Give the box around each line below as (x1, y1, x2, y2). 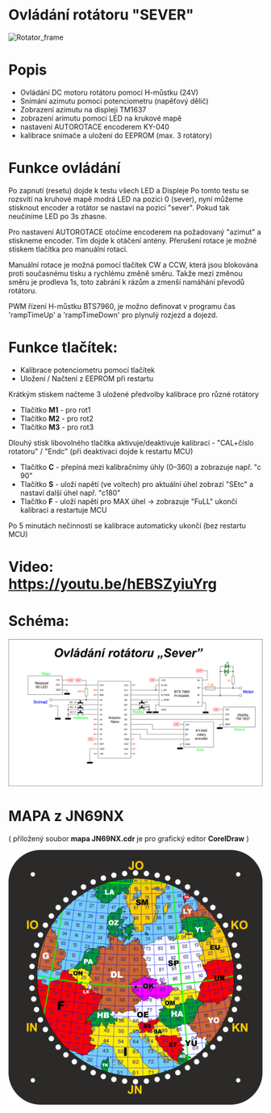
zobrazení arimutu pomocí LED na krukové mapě (19, 113, 182, 123)
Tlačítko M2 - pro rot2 (19, 413, 94, 423)
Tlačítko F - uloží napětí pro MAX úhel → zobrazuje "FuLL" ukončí (19, 496, 238, 506)
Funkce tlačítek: (8, 338, 119, 357)
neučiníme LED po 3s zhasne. (8, 211, 107, 221)
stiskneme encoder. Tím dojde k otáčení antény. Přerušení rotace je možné (8, 235, 257, 245)
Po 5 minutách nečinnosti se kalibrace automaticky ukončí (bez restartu (8, 520, 246, 531)
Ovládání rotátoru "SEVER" (8, 6, 194, 24)
